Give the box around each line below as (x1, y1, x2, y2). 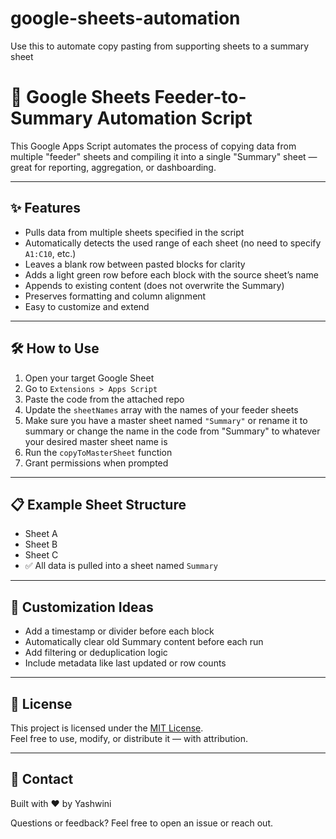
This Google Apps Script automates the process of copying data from (10, 140, 297, 152)
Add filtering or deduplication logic (24, 647, 168, 659)
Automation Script (96, 107, 253, 130)
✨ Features (10, 200, 81, 217)
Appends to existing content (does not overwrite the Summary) (24, 279, 285, 291)
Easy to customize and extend (24, 300, 150, 312)
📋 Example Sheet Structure (10, 496, 187, 513)
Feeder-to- (154, 86, 247, 109)
